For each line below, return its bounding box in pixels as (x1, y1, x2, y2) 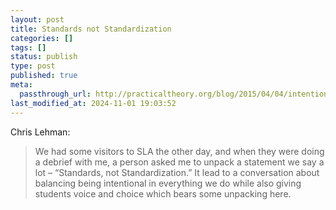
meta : (10, 80, 33, 90)
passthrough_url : (19, 89, 92, 99)
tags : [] (10, 42, 47, 53)
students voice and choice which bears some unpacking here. (34, 187, 292, 200)
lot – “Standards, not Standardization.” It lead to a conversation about (34, 166, 320, 178)
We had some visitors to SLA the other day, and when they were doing (34, 145, 325, 157)
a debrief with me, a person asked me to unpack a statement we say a (34, 156, 325, 168)
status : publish (10, 52, 78, 62)
